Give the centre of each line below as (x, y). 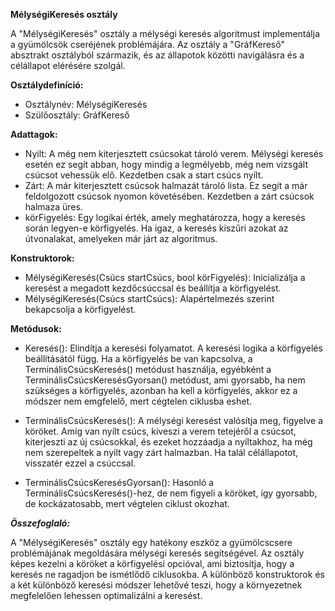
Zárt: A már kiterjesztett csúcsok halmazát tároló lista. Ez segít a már (166, 185)
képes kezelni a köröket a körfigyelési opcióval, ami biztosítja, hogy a (152, 563)
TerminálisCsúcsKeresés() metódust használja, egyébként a (148, 369)
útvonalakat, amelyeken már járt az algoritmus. (121, 238)
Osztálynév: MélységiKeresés (86, 104)
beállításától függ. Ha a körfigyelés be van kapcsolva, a (138, 358)
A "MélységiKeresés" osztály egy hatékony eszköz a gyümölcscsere (151, 542)
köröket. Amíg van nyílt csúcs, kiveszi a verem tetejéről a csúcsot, (160, 431)
